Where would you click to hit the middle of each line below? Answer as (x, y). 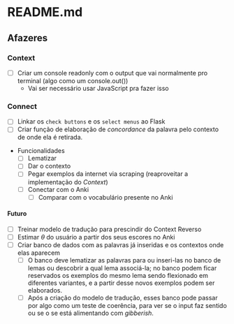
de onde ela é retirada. (50, 138)
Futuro (17, 214)
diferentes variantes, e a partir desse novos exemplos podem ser (121, 283)
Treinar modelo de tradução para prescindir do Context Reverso (109, 229)
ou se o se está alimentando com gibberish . (90, 313)
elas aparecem (39, 253)
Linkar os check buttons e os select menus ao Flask (91, 121)
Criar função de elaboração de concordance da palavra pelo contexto (118, 129)
